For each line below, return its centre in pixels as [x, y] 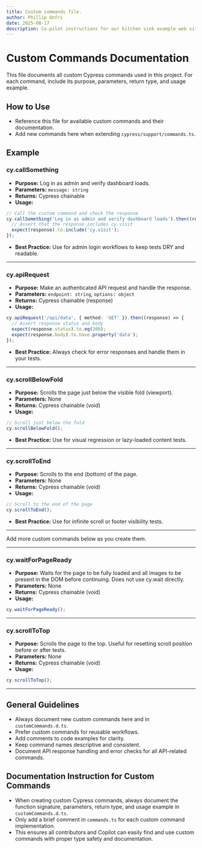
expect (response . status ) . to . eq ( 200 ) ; [59, 329]
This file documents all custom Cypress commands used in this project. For [99, 75]
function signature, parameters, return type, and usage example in [97, 807]
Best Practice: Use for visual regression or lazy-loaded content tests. [101, 440]
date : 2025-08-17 [28, 23]
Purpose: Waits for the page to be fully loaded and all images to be [98, 573]
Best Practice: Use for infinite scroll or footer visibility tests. [89, 521]
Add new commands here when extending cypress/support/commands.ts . [105, 134]
